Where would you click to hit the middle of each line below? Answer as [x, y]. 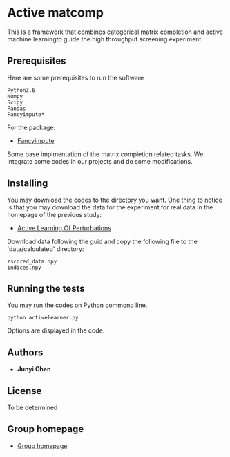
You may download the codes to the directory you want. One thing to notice [115, 200]
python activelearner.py [43, 318]
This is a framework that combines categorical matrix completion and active [115, 32]
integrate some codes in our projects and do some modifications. [100, 161]
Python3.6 [21, 90]
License [25, 391]
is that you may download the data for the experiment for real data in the [110, 207]
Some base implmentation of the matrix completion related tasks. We [105, 154]
